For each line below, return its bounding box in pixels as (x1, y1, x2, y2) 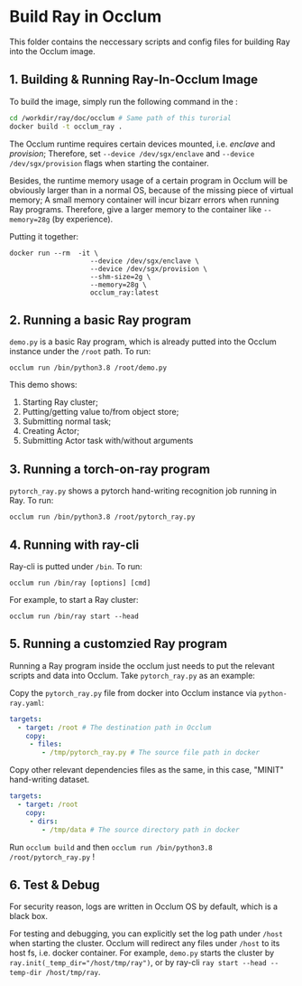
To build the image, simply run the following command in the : (9, 96, 239, 107)
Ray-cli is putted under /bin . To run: (9, 560, 142, 571)
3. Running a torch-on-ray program (9, 461, 210, 476)
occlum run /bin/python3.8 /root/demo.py (9, 363, 168, 372)
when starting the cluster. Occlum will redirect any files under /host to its (9, 938, 280, 949)
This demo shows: (9, 380, 78, 390)
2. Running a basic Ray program (9, 312, 192, 327)
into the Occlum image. (9, 45, 96, 56)
